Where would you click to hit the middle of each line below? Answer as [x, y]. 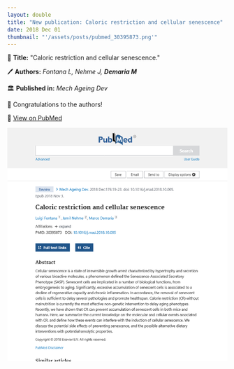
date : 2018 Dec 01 [34, 29]
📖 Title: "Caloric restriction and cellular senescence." [84, 58]
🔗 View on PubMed [35, 118]
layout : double [29, 15]
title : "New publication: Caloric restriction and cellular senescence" [115, 22]
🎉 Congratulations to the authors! [55, 104]
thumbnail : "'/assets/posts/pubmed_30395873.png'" [82, 37]
